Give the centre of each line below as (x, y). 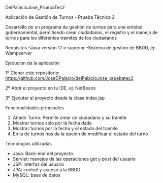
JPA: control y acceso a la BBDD (46, 170)
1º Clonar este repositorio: (32, 73)
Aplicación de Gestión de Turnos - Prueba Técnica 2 (60, 17)
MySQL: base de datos (37, 175)
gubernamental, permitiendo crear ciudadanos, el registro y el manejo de (82, 32)
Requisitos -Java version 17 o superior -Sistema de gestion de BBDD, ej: (80, 48)
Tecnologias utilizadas (29, 144)
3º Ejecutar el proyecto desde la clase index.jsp (55, 98)
